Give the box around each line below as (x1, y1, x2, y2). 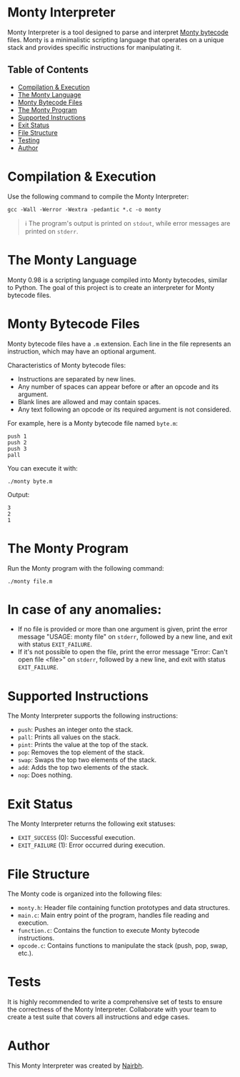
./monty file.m (7, 578, 53, 585)
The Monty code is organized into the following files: (7, 890, 162, 898)
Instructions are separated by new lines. (17, 374, 136, 383)
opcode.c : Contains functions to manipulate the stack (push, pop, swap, (17, 941, 229, 950)
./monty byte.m (7, 478, 53, 485)
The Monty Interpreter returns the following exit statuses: (7, 819, 176, 828)
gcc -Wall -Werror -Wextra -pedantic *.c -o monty (7, 206, 161, 213)
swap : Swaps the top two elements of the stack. (17, 756, 157, 764)
